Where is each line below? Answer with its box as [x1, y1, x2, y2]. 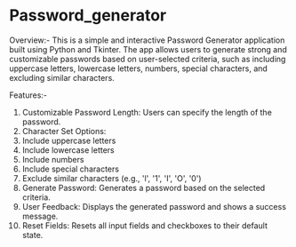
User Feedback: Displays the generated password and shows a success [21, 201, 287, 211]
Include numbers [21, 154, 84, 164]
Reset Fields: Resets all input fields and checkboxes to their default [21, 219, 268, 231]
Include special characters [21, 163, 120, 174]
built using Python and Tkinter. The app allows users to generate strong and [9, 44, 287, 54]
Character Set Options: [21, 125, 107, 136]
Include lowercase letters [21, 144, 115, 155]
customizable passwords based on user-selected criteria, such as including [9, 53, 286, 64]
